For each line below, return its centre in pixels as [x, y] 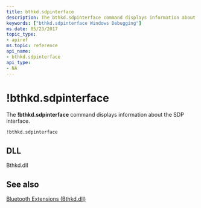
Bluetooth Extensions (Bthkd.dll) [46, 199]
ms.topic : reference [32, 46]
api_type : [19, 62]
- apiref [17, 40]
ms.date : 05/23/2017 [32, 29]
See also [23, 184]
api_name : [19, 51]
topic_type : [21, 34]
